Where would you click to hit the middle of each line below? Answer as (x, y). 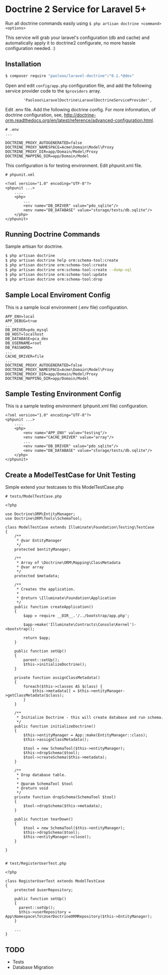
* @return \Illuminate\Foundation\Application (66, 598)
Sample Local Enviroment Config (58, 295)
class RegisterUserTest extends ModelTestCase (55, 881)
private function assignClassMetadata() (57, 678)
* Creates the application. (46, 589)
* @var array (30, 567)
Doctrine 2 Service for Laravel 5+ (76, 9)
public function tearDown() (44, 819)
